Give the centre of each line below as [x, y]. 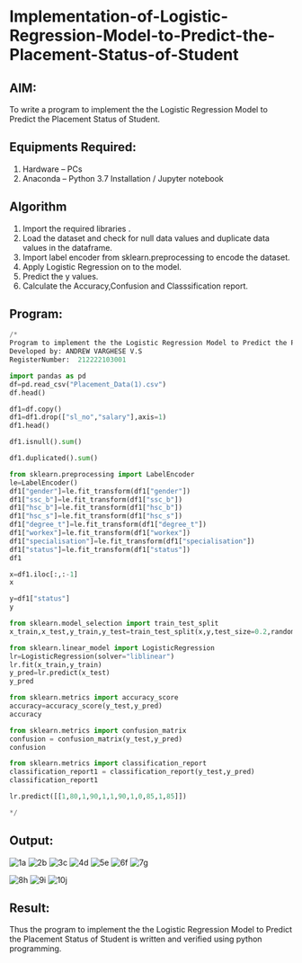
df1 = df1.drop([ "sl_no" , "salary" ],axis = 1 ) [88, 417]
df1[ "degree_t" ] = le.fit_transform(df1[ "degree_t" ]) [108, 525]
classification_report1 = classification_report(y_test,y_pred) [132, 772]
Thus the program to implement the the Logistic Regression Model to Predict [151, 930]
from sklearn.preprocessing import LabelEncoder [102, 474]
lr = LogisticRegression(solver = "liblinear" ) [92, 656]
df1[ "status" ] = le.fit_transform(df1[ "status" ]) [100, 549]
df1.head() [30, 426]
